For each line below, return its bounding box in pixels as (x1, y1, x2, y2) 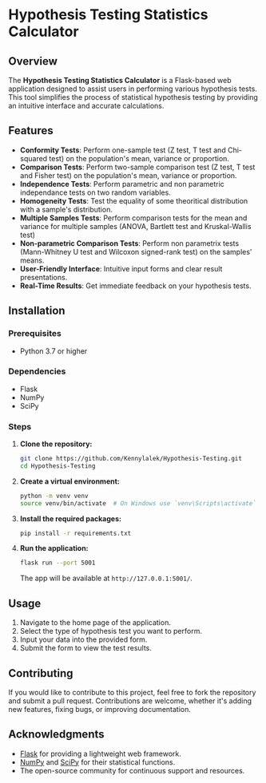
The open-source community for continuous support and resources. (19, 765, 245, 775)
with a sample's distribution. (19, 204, 113, 214)
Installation (8, 304, 66, 318)
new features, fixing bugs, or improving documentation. (8, 704, 192, 714)
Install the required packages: (19, 513, 122, 524)
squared (19, 153, 48, 163)
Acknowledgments (8, 728, 105, 741)
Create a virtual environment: (19, 477, 120, 486)
